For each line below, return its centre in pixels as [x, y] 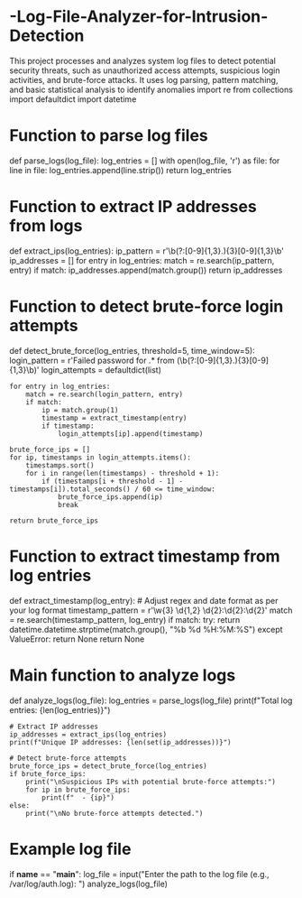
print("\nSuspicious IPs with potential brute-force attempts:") [151, 782]
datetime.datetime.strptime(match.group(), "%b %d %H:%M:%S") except [146, 629]
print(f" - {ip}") [78, 797]
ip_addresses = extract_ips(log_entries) [88, 734]
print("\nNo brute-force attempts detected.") [114, 813]
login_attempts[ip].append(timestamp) [130, 434]
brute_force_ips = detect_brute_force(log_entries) [108, 766]
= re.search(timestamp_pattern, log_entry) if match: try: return [125, 619]
